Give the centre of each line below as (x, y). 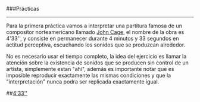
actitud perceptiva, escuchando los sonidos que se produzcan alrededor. (96, 45)
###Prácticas (23, 9)
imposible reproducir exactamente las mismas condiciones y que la (89, 75)
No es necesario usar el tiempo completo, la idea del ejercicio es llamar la (96, 56)
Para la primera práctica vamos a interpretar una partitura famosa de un (94, 26)
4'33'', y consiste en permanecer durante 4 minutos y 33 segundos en (93, 38)
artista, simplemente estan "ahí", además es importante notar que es (90, 69)
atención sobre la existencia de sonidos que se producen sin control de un (98, 63)
